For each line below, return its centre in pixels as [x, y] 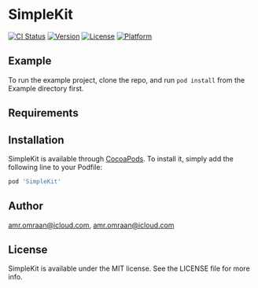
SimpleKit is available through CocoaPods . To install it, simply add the [121, 158]
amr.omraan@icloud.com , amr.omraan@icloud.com [91, 225]
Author [26, 206]
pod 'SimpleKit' [35, 181]
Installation [36, 140]
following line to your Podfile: [55, 167]
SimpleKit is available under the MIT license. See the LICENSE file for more [129, 268]
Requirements [43, 113]
